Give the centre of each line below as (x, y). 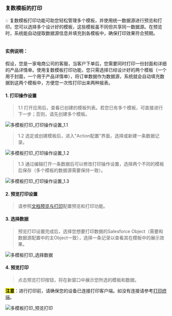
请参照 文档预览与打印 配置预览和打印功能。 (63, 206)
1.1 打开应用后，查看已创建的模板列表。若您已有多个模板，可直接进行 (90, 108)
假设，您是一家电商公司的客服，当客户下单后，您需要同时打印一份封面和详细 (86, 63)
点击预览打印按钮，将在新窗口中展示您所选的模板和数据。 (78, 280)
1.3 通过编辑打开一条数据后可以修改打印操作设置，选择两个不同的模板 (91, 164)
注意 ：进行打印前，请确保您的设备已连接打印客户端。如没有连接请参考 (79, 290)
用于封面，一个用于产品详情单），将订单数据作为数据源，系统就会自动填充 (83, 76)
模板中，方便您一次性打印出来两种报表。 (70, 82)
